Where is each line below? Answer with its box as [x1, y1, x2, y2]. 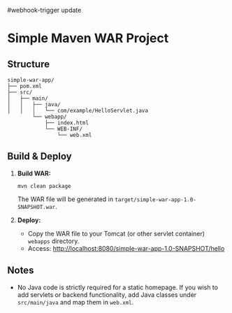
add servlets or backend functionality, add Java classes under [17, 290, 197, 299]
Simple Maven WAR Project [7, 31, 169, 46]
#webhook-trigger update [7, 6, 82, 14]
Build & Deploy [7, 150, 72, 163]
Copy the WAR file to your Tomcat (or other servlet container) [27, 229, 205, 238]
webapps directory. [27, 237, 80, 245]
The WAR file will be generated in [17, 195, 114, 203]
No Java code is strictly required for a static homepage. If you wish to [17, 283, 219, 291]
